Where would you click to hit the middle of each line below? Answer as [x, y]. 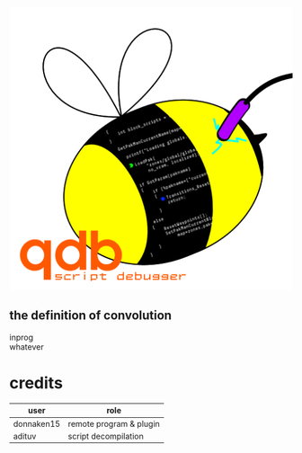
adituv [25, 436]
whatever [27, 346]
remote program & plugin [114, 423]
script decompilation [106, 436]
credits [36, 383]
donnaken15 [37, 423]
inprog [22, 337]
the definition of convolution [91, 316]
